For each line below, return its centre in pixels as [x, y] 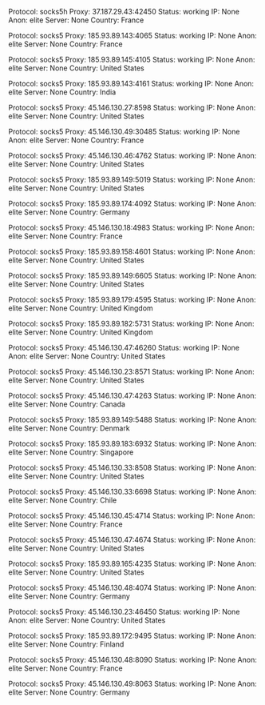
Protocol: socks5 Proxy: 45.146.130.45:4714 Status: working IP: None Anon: [132, 516]
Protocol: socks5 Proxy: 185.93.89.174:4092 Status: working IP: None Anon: [132, 204]
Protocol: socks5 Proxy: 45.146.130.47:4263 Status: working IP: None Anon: [132, 396]
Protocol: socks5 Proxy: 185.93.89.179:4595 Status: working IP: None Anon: [132, 300]
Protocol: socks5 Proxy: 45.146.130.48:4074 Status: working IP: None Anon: [132, 588]
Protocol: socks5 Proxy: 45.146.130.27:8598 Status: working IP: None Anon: [132, 108]
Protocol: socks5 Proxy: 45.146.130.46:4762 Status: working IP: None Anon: [132, 156]
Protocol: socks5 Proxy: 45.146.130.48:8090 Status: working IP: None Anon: [132, 660]
